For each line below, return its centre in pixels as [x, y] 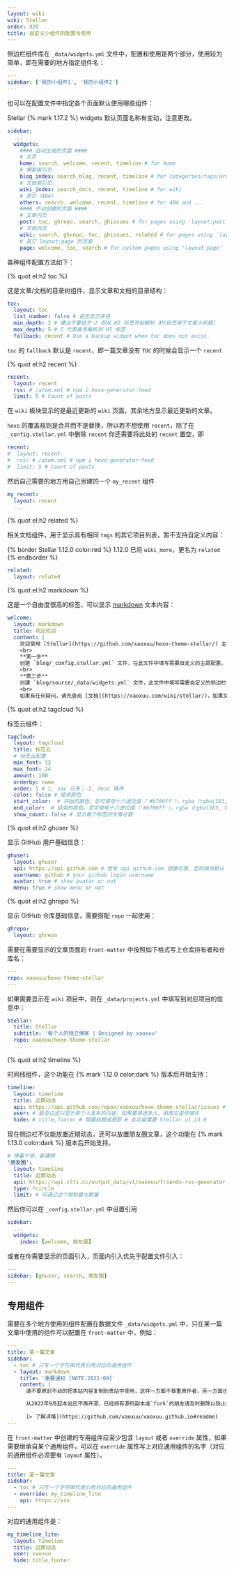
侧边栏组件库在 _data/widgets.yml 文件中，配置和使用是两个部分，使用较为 [115, 54]
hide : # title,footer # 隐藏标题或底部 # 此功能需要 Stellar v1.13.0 [110, 1120]
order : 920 [23, 27]
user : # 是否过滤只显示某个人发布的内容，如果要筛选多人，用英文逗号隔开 [107, 1114]
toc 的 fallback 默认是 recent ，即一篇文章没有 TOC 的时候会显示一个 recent [115, 350]
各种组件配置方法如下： [41, 262]
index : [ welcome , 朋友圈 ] [56, 1242]
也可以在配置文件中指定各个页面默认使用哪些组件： [80, 103]
